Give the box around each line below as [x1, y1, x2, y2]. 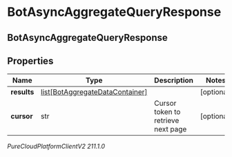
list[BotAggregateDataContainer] [40, 87, 148, 97]
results [10, 87, 35, 97]
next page [154, 124, 187, 134]
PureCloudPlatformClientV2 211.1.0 [7, 142, 106, 151]
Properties [7, 55, 54, 66]
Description [154, 75, 194, 85]
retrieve [154, 116, 180, 125]
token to [154, 107, 181, 117]
